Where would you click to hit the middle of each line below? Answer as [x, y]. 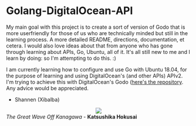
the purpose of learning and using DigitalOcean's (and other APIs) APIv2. [94, 76]
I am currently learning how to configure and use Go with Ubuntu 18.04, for [97, 69]
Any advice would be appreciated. [48, 88]
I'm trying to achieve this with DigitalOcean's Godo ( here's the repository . [95, 82]
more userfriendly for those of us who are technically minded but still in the [97, 33]
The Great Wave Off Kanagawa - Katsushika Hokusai [72, 117]
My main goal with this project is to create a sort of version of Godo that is [96, 27]
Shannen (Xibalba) [37, 99]
